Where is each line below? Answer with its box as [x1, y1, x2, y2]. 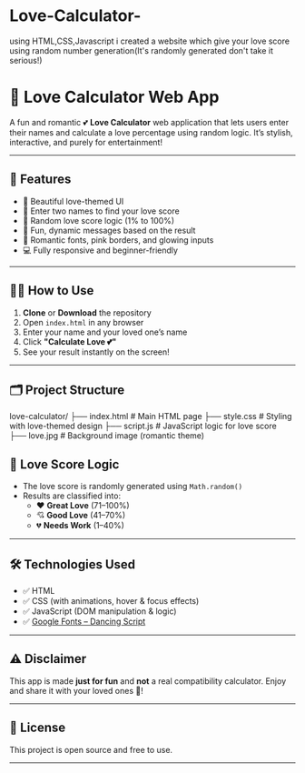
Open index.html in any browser [22, 316, 144, 327]
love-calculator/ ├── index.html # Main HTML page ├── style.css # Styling [9, 411, 292, 422]
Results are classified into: [22, 490, 121, 501]
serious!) [9, 55, 43, 65]
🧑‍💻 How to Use [9, 283, 94, 298]
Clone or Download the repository [22, 306, 152, 318]
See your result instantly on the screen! [22, 346, 170, 357]
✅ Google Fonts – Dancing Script [22, 616, 146, 627]
